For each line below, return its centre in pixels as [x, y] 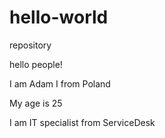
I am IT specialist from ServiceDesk [82, 122]
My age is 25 [36, 103]
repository [30, 45]
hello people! [36, 64]
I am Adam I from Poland [60, 83]
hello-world [59, 17]
